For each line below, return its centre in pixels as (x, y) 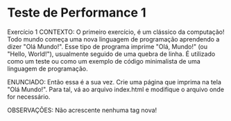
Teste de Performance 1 (77, 13)
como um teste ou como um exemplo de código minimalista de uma (104, 61)
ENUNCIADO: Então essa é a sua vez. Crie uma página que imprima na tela (114, 82)
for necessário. (29, 96)
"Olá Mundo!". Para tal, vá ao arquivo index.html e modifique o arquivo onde (115, 89)
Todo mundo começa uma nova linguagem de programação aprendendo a (113, 39)
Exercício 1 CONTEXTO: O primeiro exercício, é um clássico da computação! (116, 32)
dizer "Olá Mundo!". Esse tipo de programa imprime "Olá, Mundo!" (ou (108, 46)
